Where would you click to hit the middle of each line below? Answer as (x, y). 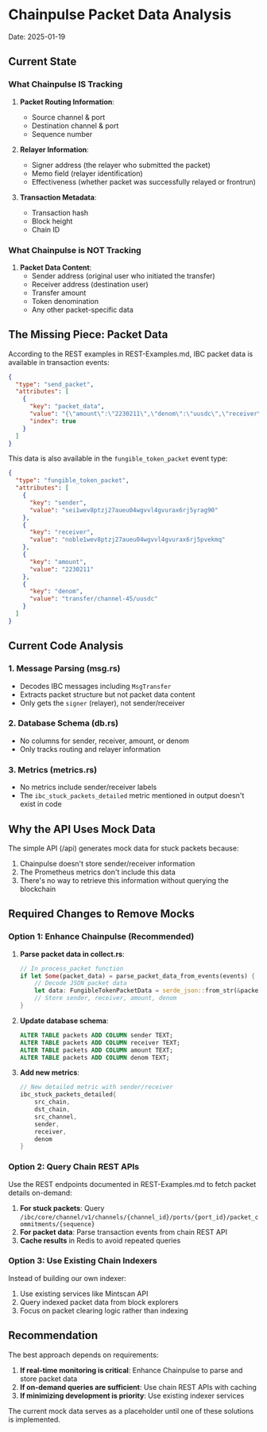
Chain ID (46, 229)
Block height (52, 221)
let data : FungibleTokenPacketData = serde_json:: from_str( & (137, 991)
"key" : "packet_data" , (67, 407)
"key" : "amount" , (58, 562)
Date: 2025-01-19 (37, 37)
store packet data (48, 1379)
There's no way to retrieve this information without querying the (124, 880)
